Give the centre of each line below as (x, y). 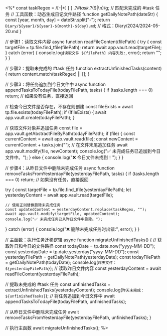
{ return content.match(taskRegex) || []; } (48, 74)
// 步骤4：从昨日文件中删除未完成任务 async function (60, 168)
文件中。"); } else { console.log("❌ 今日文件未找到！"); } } (64, 157)
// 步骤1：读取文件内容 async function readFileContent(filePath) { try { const (83, 42)
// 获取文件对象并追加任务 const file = (44, 128)
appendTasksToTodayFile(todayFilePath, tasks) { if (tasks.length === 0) (79, 90)
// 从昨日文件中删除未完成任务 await (42, 312)
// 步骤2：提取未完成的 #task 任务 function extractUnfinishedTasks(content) (83, 68)
